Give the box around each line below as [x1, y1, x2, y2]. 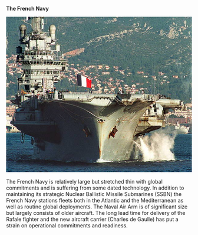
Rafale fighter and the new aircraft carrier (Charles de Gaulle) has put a [6, 216, 179, 223]
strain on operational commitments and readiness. [6, 222, 128, 229]
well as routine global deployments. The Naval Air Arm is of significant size [6, 203, 188, 210]
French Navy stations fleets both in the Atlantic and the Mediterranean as [6, 197, 184, 204]
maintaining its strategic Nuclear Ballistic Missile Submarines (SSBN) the [6, 191, 182, 198]
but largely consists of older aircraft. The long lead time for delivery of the [6, 210, 186, 217]
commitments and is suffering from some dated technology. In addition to [6, 184, 184, 191]
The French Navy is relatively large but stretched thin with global [6, 178, 163, 185]
